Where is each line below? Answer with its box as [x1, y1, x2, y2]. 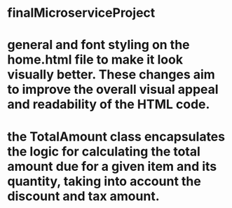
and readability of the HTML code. [7, 97, 210, 113]
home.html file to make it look [7, 52, 184, 68]
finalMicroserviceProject [7, 5, 156, 21]
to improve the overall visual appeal [7, 82, 219, 97]
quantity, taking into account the [7, 173, 201, 189]
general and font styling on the [7, 37, 191, 53]
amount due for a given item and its [7, 158, 217, 174]
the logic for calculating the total [7, 144, 201, 159]
